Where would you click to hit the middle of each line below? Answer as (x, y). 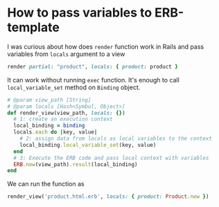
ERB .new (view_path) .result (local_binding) (76, 164)
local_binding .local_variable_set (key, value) (88, 145)
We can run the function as (46, 184)
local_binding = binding (49, 126)
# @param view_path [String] (49, 100)
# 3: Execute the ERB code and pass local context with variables (111, 158)
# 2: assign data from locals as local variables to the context (116, 139)
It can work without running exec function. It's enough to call (94, 80)
